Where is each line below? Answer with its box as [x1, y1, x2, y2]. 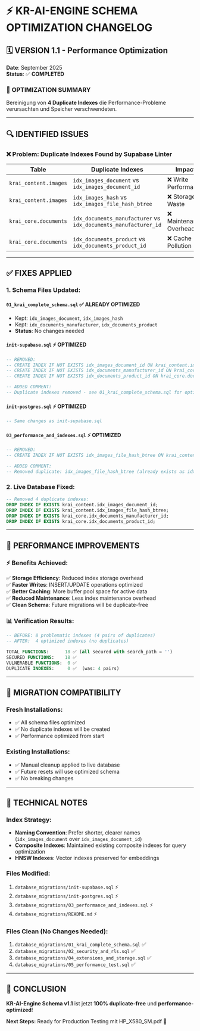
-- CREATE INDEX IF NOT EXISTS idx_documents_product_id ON [6, 373, 159, 379]
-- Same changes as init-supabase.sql [6, 418, 102, 424]
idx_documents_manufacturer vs [73, 214, 161, 222]
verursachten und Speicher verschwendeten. [6, 105, 117, 113]
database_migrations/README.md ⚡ [14, 910, 98, 917]
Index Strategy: [6, 815, 52, 824]
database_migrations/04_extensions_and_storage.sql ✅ [14, 954, 152, 961]
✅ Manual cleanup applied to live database [14, 761, 120, 768]
